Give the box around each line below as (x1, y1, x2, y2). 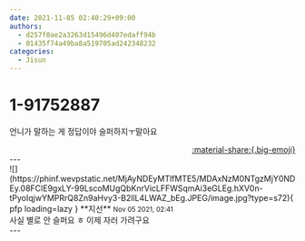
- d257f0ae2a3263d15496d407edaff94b (17, 30, 156, 39)
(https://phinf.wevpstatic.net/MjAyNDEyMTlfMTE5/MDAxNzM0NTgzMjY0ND (9, 173, 296, 184)
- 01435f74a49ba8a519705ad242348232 (17, 38, 156, 48)
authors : (9, 22, 43, 31)
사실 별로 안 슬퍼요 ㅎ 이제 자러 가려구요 (9, 215, 150, 226)
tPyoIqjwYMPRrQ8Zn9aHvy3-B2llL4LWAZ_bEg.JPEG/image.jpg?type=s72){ (9, 192, 294, 203)
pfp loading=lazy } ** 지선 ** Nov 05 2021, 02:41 (9, 203, 174, 214)
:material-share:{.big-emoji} (192, 144, 296, 155)
